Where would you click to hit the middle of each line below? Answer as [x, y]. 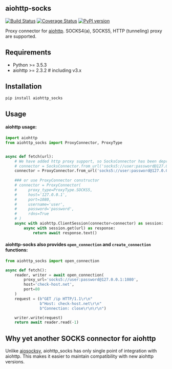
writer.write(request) [39, 318]
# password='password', [44, 209]
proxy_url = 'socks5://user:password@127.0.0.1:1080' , [81, 280]
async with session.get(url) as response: [70, 228]
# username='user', [40, 204]
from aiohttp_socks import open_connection [52, 261]
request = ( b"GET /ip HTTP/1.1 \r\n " [54, 299]
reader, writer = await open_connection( [59, 275]
